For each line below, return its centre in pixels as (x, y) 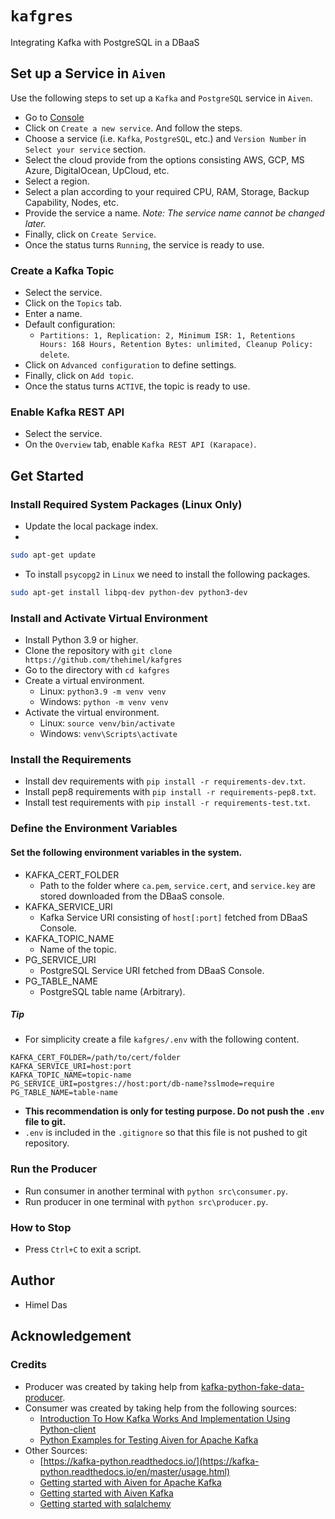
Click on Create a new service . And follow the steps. (133, 128)
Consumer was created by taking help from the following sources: (160, 1408)
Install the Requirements (71, 759)
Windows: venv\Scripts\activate (108, 734)
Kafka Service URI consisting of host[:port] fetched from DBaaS (173, 917)
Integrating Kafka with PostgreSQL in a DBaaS (105, 42)
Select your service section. (85, 149)
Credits (28, 1365)
